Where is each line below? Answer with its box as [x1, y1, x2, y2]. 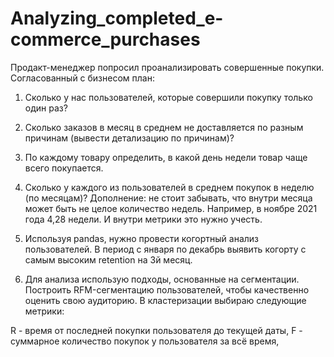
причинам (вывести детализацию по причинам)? [24, 132, 235, 144]
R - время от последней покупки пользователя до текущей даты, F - [10, 324, 303, 336]
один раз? [24, 102, 68, 114]
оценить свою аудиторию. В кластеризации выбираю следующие [24, 294, 307, 306]
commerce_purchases [10, 28, 201, 51]
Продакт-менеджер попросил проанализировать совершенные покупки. [10, 61, 325, 73]
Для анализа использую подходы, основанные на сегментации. [24, 273, 300, 285]
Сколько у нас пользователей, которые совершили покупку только [24, 91, 313, 103]
